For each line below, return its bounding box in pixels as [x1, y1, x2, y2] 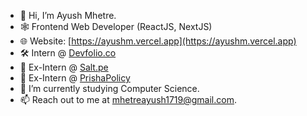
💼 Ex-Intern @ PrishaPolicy [19, 72, 131, 84]
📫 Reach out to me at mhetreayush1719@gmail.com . [19, 94, 237, 105]
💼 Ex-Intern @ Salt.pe [19, 61, 109, 73]
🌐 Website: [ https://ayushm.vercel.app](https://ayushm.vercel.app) [19, 35, 297, 47]
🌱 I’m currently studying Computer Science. [19, 83, 200, 94]
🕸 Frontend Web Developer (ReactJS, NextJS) [19, 21, 213, 32]
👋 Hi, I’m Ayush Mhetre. [19, 10, 117, 21]
